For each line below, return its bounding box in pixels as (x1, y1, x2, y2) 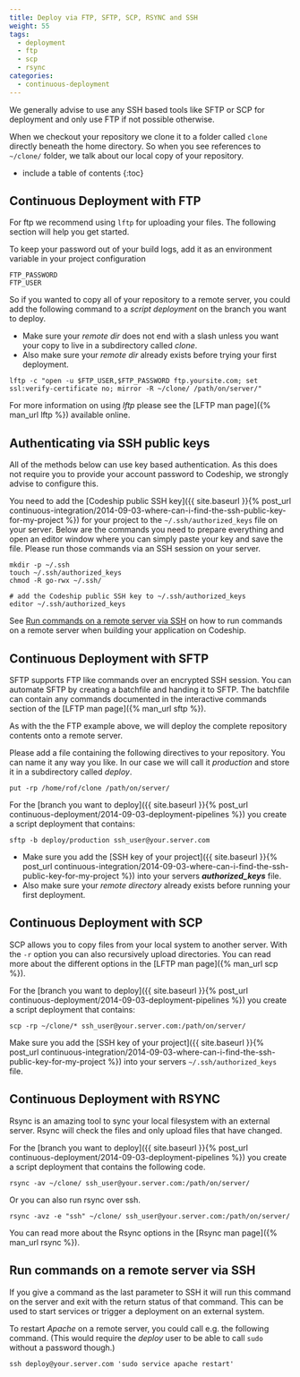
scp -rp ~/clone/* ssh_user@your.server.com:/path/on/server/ (9, 1022, 246, 1031)
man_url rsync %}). (9, 1236, 81, 1247)
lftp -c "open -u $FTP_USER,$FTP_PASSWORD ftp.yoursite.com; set (9, 377, 258, 386)
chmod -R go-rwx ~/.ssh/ (9, 577, 102, 586)
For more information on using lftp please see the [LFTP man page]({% (9, 400, 271, 411)
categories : (9, 72, 54, 81)
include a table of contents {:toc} (21, 167, 144, 178)
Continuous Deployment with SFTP (9, 651, 209, 666)
